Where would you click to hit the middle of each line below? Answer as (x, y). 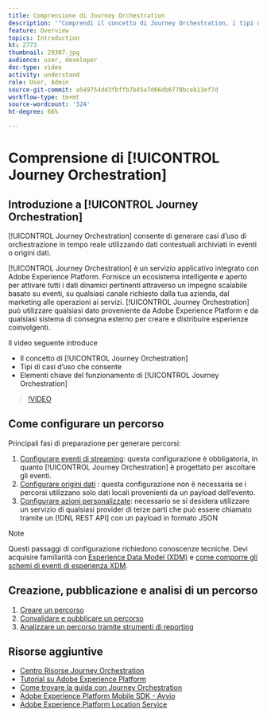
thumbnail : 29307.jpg (44, 53)
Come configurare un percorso (86, 424)
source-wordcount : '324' (49, 104)
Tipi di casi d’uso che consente (70, 366)
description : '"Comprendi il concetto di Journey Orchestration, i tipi (131, 23)
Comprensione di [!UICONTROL (114, 158)
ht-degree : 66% (33, 112)
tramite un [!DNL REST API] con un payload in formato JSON (119, 517)
